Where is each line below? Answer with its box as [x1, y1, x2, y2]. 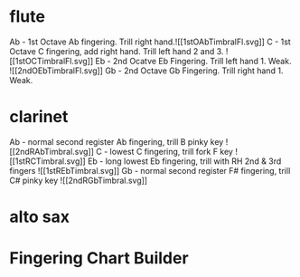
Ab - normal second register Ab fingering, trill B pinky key [9, 136, 224, 147]
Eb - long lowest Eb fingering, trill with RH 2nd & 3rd [87, 156, 282, 167]
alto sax [9, 206, 70, 227]
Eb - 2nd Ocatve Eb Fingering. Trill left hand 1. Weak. [95, 55, 292, 66]
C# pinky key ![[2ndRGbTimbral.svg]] [9, 175, 147, 186]
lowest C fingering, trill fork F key [109, 146, 233, 157]
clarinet [9, 107, 69, 128]
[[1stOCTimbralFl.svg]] [9, 55, 94, 66]
